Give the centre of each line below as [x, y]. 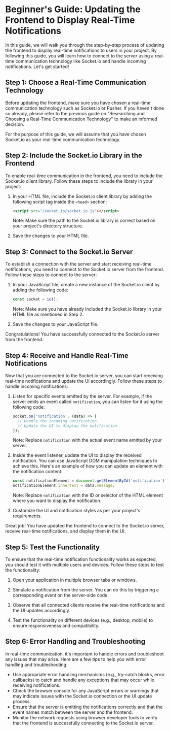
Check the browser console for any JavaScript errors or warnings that [86, 690]
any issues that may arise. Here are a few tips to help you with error [76, 659]
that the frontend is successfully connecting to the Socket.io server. [83, 723]
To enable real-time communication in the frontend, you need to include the [84, 176]
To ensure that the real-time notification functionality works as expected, [81, 559]
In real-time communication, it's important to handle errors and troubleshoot [84, 654]
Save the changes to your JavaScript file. [55, 324]
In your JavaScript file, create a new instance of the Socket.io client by [86, 285]
